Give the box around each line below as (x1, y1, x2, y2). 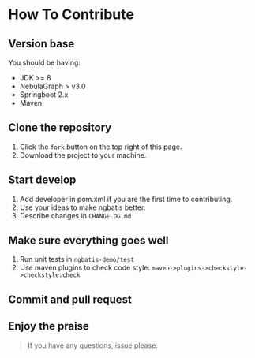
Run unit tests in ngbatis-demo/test (19, 255, 134, 264)
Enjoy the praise (8, 319, 89, 333)
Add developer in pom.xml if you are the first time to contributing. (19, 194, 233, 203)
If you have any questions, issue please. (27, 341, 158, 350)
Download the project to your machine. (19, 150, 147, 159)
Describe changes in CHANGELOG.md (19, 211, 132, 220)
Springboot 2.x (19, 90, 69, 99)
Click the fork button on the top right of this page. (19, 142, 182, 151)
